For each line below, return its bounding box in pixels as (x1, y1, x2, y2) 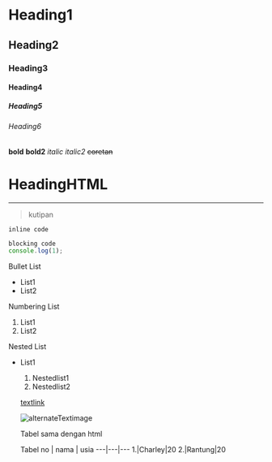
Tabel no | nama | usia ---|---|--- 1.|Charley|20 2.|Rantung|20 (19, 445, 227, 455)
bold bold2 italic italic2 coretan (8, 146, 113, 156)
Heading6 (8, 122, 42, 132)
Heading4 (8, 83, 43, 93)
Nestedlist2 (32, 382, 71, 391)
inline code (8, 225, 49, 233)
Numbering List (8, 302, 60, 312)
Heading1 (8, 6, 73, 24)
